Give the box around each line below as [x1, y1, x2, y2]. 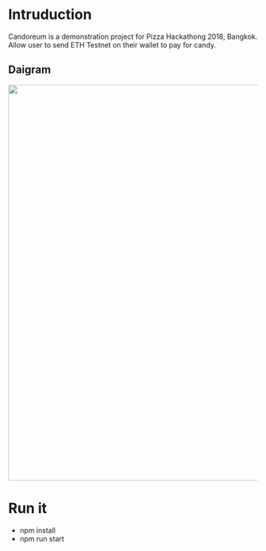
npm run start [19, 534, 65, 543]
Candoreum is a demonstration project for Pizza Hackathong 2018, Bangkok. [8, 32, 258, 41]
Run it [8, 499, 47, 517]
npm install [19, 525, 56, 535]
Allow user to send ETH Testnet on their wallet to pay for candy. [8, 40, 216, 49]
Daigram [8, 63, 51, 77]
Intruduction [8, 6, 93, 24]
